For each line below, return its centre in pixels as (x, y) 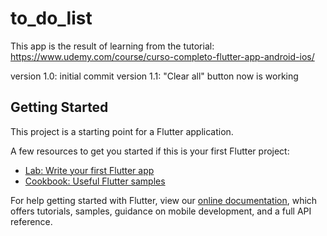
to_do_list (51, 18)
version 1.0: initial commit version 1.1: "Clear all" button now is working (154, 76)
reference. (31, 221)
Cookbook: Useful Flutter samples (95, 181)
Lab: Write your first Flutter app (89, 170)
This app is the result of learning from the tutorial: (112, 46)
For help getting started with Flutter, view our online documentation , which (164, 200)
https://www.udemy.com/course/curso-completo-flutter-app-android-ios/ (162, 56)
